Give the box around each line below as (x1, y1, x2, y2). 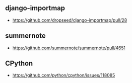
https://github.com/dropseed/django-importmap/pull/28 (12, 17, 128, 23)
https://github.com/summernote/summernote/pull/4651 (12, 45, 126, 51)
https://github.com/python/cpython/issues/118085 (12, 72, 115, 79)
